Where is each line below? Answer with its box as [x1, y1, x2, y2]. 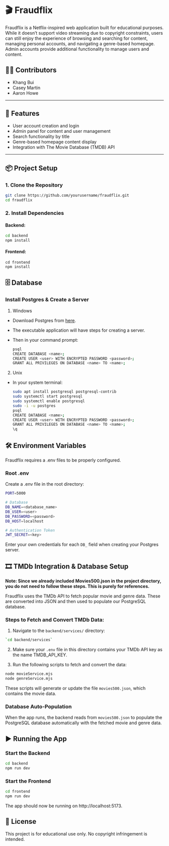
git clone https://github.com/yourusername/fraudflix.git [5, 193, 129, 198]
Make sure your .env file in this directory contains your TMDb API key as [12, 647, 162, 653]
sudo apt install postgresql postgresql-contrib [12, 389, 117, 395]
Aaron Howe [12, 90, 39, 96]
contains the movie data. [5, 690, 56, 697]
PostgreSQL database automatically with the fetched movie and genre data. [5, 720, 162, 726]
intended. [5, 836, 25, 842]
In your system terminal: [12, 379, 63, 386]
